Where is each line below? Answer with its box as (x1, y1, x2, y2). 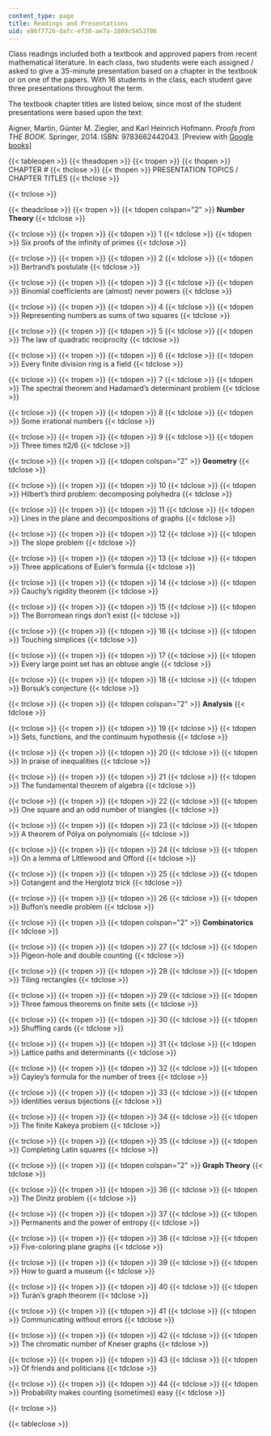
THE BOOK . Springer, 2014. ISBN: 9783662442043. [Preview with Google (8, 132, 254, 142)
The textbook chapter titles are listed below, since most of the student (8, 99, 242, 109)
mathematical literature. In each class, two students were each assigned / (8, 57, 254, 67)
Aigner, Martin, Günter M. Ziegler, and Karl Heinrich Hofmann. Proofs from (8, 123, 256, 134)
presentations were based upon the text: (8, 108, 144, 117)
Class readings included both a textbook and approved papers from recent (8, 49, 257, 59)
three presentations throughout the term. (8, 83, 145, 93)
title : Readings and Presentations (8, 19, 129, 28)
